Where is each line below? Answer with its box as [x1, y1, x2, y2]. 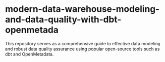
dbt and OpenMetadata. [5, 51, 54, 57]
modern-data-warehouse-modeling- [5, 3, 160, 15]
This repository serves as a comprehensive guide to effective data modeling [5, 40, 161, 46]
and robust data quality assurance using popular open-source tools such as [5, 46, 160, 52]
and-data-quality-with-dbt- [5, 14, 121, 25]
